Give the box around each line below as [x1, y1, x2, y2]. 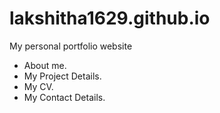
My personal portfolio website [9, 40, 133, 52]
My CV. [23, 80, 54, 92]
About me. [23, 59, 67, 71]
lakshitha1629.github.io [9, 7, 211, 30]
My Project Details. [23, 70, 102, 82]
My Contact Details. [23, 91, 106, 103]
